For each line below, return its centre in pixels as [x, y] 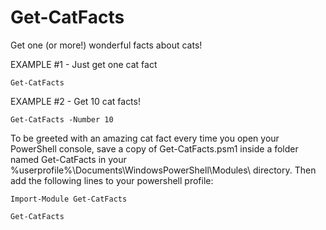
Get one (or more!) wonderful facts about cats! [106, 45]
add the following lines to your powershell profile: [112, 180]
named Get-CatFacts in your [68, 159]
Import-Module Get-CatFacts [69, 199]
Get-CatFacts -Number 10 [62, 119]
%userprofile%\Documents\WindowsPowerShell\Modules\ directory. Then [163, 170]
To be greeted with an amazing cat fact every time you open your [145, 138]
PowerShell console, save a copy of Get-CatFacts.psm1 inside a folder [154, 148]
